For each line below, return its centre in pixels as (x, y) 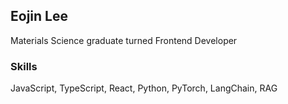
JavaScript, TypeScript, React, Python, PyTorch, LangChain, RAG (144, 88)
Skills (24, 66)
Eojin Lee (39, 16)
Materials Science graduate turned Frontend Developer (124, 40)
